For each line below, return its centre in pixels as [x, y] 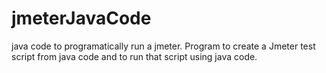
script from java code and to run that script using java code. [134, 56]
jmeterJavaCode [81, 18]
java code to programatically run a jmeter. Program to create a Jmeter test [163, 46]
